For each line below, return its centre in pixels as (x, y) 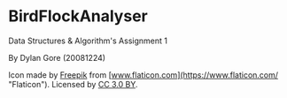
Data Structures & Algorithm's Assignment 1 (88, 41)
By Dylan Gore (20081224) (57, 57)
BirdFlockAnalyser (78, 16)
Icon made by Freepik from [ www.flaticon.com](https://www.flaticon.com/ (143, 75)
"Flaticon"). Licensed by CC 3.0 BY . (73, 84)
